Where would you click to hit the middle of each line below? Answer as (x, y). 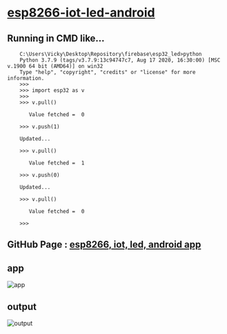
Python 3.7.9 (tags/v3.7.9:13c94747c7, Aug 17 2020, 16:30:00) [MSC (120, 60)
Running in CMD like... (56, 38)
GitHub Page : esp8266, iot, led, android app (104, 244)
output (22, 307)
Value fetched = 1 (57, 163)
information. (26, 78)
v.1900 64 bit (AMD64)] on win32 (55, 66)
